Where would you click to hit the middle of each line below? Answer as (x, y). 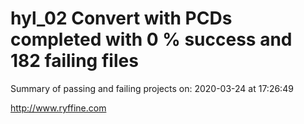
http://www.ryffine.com (58, 108)
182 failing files (74, 61)
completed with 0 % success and (151, 39)
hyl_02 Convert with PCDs (121, 18)
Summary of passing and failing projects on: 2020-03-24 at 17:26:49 (152, 88)
